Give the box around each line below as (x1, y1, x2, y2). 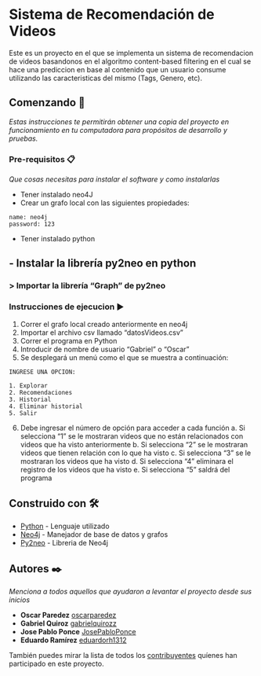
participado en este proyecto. (9, 659, 104, 669)
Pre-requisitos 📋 (9, 153, 75, 164)
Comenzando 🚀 (9, 96, 85, 109)
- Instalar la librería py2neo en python (9, 257, 197, 270)
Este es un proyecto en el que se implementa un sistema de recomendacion (9, 48, 254, 57)
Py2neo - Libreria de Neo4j (20, 538, 109, 548)
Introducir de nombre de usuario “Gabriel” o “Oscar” (20, 344, 190, 354)
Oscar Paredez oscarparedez (20, 611, 117, 620)
